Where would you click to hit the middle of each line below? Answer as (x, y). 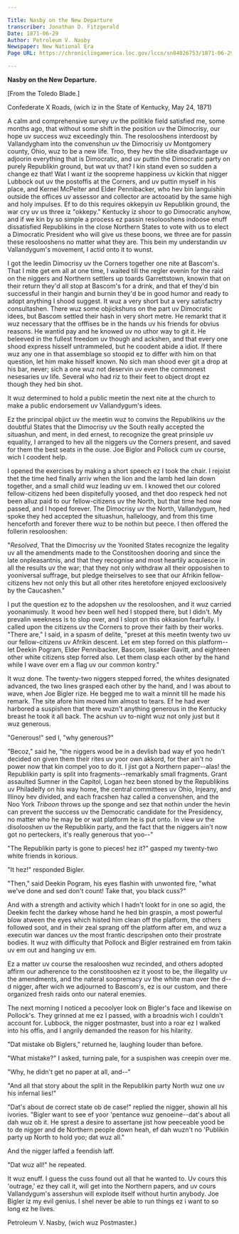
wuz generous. (29, 724)
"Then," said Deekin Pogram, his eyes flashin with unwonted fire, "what (112, 883)
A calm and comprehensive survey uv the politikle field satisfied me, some (116, 121)
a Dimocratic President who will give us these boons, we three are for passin (119, 234)
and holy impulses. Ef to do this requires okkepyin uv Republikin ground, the (119, 204)
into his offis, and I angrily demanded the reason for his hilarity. (100, 1031)
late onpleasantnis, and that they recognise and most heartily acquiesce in (116, 560)
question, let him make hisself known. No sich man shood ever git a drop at (117, 361)
